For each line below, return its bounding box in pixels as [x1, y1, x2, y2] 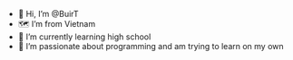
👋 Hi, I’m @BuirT [17, 9, 79, 19]
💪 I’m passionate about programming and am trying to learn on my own [17, 41, 284, 51]
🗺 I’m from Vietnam [17, 19, 96, 29]
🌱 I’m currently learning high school [17, 31, 151, 42]
